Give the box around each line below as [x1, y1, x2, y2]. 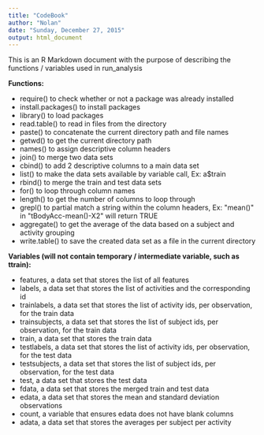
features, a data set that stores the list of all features [19, 275, 190, 284]
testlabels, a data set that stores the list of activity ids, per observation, [19, 342, 251, 351]
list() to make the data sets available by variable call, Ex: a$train [19, 169, 226, 179]
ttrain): [8, 260, 32, 270]
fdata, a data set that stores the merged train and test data [19, 384, 210, 394]
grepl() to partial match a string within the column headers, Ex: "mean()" [19, 203, 255, 213]
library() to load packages [19, 111, 104, 121]
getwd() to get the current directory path [19, 136, 152, 146]
